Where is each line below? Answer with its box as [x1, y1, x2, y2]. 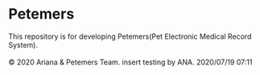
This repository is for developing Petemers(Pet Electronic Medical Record [8, 31, 252, 41]
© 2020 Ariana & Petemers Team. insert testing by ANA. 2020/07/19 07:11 [8, 57, 253, 67]
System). [8, 40, 39, 49]
